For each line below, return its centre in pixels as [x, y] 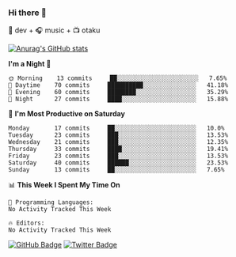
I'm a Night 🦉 [30, 64]
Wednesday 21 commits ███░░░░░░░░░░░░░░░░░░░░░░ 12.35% [118, 142]
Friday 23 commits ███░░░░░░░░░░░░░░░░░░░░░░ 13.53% [118, 156]
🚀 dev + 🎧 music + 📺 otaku [54, 30]
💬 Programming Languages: [51, 202]
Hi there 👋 [28, 13]
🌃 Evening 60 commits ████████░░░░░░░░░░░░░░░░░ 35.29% [118, 93]
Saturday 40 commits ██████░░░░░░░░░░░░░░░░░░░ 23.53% [118, 163]
